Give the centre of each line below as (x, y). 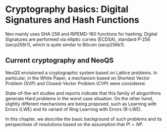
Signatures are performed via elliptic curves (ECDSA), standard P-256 (78, 39)
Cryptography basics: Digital (67, 9)
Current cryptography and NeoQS (60, 61)
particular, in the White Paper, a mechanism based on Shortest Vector (78, 78)
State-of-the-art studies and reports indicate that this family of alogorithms (83, 93)
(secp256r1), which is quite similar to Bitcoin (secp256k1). (65, 44)
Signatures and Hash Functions (72, 20)
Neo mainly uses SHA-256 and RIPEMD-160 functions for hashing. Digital (81, 34)
